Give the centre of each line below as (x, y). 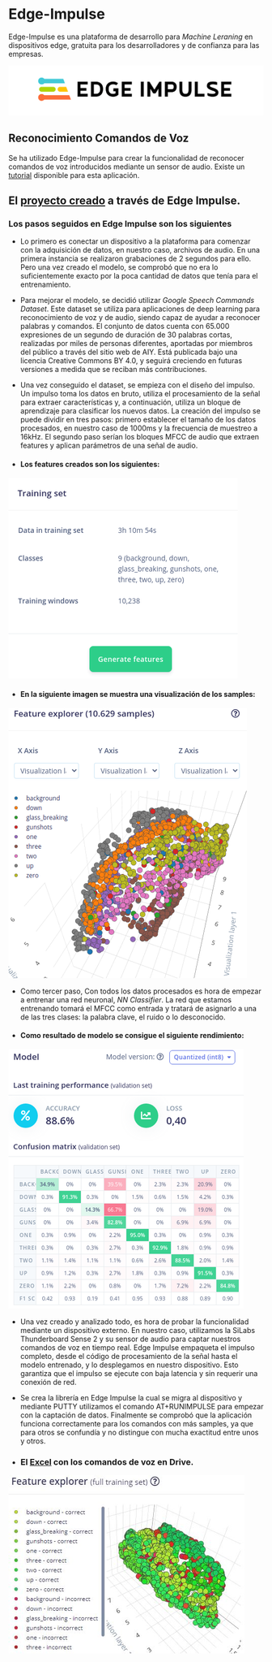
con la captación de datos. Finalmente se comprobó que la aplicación (136, 1415)
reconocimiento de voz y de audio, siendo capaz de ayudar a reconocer (140, 318)
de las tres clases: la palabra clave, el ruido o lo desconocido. (123, 1017)
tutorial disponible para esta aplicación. (74, 175)
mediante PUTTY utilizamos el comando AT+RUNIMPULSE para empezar (142, 1406)
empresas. (26, 54)
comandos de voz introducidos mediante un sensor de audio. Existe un (127, 167)
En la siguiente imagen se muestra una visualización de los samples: (138, 695)
